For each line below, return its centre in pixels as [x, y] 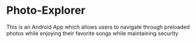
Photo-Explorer [46, 10]
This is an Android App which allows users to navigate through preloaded [98, 27]
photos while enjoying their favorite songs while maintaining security [92, 33]
